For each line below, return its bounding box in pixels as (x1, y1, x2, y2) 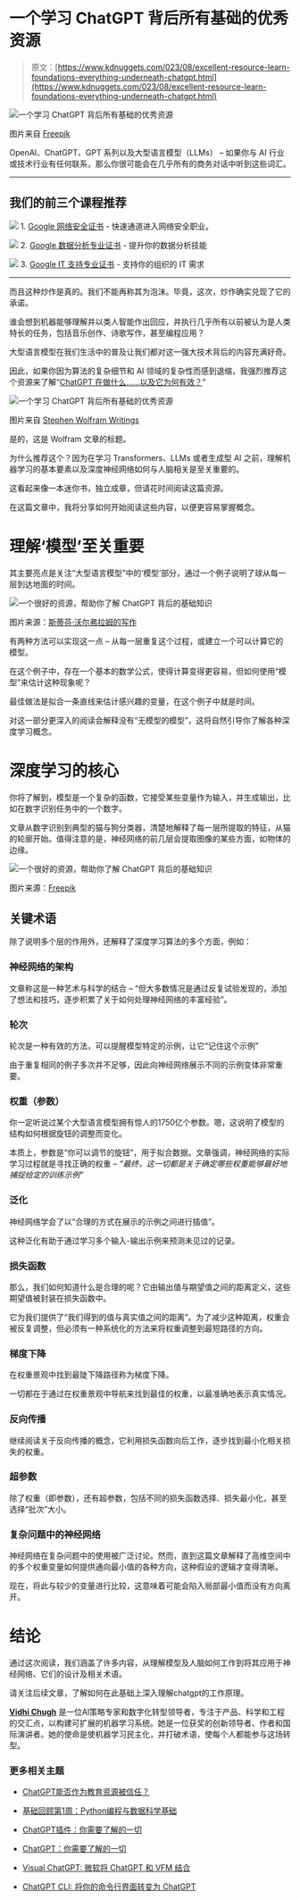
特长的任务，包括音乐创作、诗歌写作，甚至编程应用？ (9, 327, 205, 338)
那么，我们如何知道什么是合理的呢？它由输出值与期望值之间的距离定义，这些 (9, 1281, 291, 1292)
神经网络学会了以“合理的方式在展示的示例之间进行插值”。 (9, 1216, 221, 1226)
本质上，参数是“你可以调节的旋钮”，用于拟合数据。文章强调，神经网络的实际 (9, 1147, 290, 1158)
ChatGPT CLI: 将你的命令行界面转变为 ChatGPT (21, 1881, 196, 1892)
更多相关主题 (9, 1764, 65, 1777)
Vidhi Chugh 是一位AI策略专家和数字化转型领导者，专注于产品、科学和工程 (9, 1707, 286, 1718)
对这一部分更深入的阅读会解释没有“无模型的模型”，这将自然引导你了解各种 (9, 715, 283, 725)
